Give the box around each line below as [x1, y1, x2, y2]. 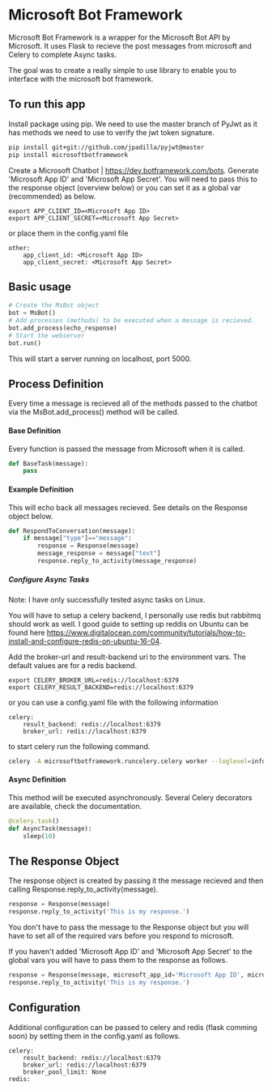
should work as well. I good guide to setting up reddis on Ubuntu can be [8, 619, 249, 628]
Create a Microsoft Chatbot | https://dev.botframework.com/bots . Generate [8, 165, 259, 175]
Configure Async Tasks [8, 574, 90, 584]
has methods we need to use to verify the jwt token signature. [8, 127, 215, 137]
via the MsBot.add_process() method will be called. [8, 407, 180, 417]
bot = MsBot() [8, 309, 57, 317]
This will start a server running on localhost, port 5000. [8, 354, 192, 364]
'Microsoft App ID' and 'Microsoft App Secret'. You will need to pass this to [8, 174, 257, 184]
